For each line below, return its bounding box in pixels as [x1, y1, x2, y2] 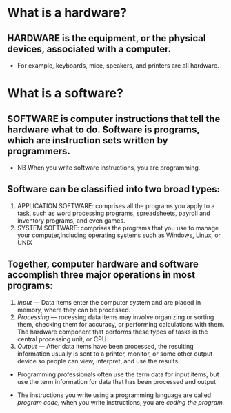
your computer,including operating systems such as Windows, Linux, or [17, 231, 221, 239]
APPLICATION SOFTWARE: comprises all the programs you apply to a [17, 201, 215, 210]
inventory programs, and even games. [17, 216, 125, 225]
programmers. [7, 145, 71, 157]
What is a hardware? [7, 5, 128, 21]
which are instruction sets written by [7, 134, 168, 146]
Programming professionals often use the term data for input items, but [17, 370, 219, 379]
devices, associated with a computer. [7, 43, 172, 54]
